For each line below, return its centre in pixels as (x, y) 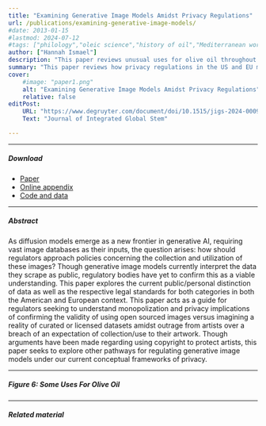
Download (26, 159)
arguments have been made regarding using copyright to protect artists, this (133, 342)
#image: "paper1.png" (58, 82)
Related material (36, 415)
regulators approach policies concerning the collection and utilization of (125, 258)
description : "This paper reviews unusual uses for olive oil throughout (133, 60)
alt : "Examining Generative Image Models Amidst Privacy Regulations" (141, 89)
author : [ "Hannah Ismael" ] (53, 52)
